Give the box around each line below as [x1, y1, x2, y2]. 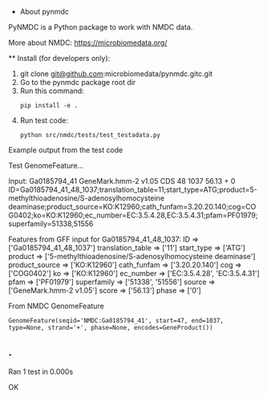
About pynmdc [19, 7, 70, 16]
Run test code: [19, 116, 68, 125]
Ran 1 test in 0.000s [8, 367, 74, 376]
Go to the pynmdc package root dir [19, 78, 136, 87]
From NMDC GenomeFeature [8, 301, 104, 311]
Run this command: [19, 86, 84, 95]
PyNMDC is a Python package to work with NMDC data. [8, 22, 193, 31]
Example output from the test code [8, 145, 123, 155]
